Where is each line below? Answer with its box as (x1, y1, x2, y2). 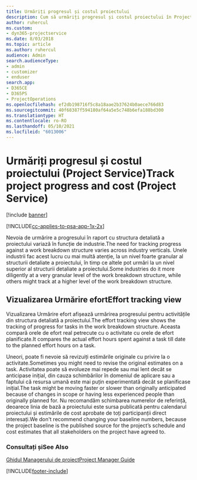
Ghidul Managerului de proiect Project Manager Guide (6, 456, 135, 463)
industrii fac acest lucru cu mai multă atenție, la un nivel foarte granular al (6, 252, 184, 259)
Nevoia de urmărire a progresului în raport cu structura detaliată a (6, 234, 165, 241)
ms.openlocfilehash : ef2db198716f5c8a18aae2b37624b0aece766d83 (6, 101, 164, 108)
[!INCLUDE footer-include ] (6, 467, 69, 474)
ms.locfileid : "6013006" (6, 129, 67, 135)
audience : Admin (6, 52, 46, 58)
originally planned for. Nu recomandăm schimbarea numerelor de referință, (6, 396, 187, 404)
